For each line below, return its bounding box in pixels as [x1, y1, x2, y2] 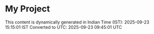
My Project [5, 3, 50, 14]
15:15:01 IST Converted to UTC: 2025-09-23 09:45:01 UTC [5, 24, 122, 30]
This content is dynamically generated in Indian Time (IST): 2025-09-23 [5, 19, 150, 25]
